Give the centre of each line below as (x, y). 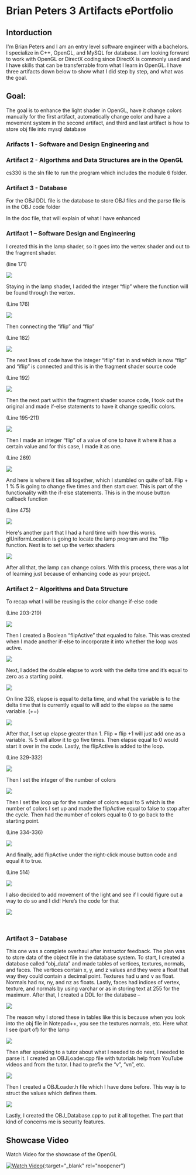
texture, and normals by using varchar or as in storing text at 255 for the (93, 989)
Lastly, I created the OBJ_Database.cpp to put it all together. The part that (95, 1116)
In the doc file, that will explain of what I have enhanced (73, 218)
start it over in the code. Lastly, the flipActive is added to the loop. (85, 746)
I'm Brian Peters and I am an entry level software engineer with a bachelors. (97, 46)
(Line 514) (18, 872)
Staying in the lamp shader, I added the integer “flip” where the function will (97, 286)
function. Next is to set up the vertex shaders (61, 545)
